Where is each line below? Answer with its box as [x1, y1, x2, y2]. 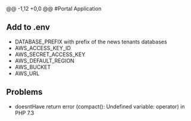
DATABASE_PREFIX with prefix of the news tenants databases [14, 38, 167, 45]
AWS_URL [14, 70, 40, 77]
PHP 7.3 [14, 109, 35, 116]
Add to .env [6, 22, 50, 32]
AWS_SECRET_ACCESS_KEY [14, 51, 85, 58]
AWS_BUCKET [14, 63, 51, 70]
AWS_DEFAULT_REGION [14, 57, 75, 64]
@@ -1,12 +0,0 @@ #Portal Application [6, 5, 101, 12]
